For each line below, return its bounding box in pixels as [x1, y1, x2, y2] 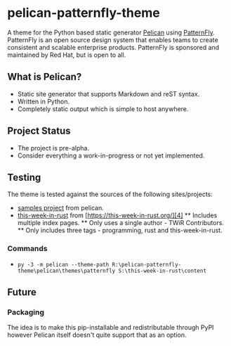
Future [7, 286, 37, 298]
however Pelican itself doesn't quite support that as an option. [7, 331, 187, 339]
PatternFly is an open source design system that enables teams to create [7, 35, 219, 44]
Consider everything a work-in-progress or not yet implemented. [17, 151, 205, 160]
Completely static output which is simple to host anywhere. [17, 104, 189, 113]
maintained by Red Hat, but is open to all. [7, 51, 126, 59]
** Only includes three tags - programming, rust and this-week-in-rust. [17, 226, 223, 235]
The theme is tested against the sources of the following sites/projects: [7, 190, 213, 198]
